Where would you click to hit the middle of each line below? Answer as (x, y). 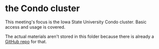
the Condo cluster (42, 8)
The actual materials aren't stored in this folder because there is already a (80, 36)
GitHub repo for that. (26, 41)
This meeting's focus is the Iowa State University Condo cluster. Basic (76, 22)
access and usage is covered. (35, 27)
